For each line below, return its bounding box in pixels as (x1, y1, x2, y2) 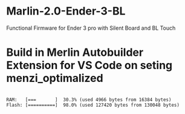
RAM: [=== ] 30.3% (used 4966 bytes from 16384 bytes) (6, 96, 172, 102)
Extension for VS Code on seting (6, 59, 173, 72)
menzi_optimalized (6, 72, 104, 85)
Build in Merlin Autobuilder (6, 45, 144, 59)
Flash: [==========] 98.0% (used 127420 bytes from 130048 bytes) (6, 102, 180, 108)
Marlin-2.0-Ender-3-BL (6, 4, 126, 18)
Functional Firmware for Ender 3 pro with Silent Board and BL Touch (6, 24, 176, 32)
